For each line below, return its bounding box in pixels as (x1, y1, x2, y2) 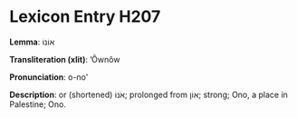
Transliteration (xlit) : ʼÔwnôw (9, 54, 120, 64)
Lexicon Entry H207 (9, 6, 161, 27)
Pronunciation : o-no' (9, 71, 89, 83)
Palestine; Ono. (9, 98, 66, 110)
